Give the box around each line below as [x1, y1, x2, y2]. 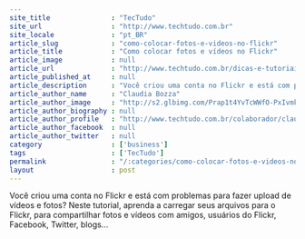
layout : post [9, 165, 136, 174]
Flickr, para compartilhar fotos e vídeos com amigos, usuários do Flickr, [9, 210, 277, 221]
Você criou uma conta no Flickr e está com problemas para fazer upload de [9, 190, 292, 201]
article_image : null [9, 55, 136, 65]
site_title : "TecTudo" [9, 13, 156, 23]
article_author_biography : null [9, 106, 136, 115]
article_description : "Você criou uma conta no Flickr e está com [9, 81, 290, 90]
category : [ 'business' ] [9, 140, 169, 149]
